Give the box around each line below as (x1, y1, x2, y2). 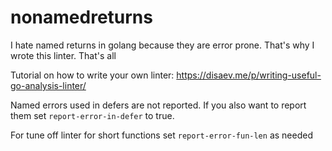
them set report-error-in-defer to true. (10, 109, 175, 121)
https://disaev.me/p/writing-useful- (176, 69, 322, 81)
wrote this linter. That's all (10, 49, 117, 61)
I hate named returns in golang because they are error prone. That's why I (10, 39, 315, 51)
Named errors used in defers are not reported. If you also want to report (10, 99, 307, 111)
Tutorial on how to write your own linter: (10, 69, 175, 81)
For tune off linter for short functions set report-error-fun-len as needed (10, 129, 313, 141)
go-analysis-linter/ (10, 79, 87, 91)
